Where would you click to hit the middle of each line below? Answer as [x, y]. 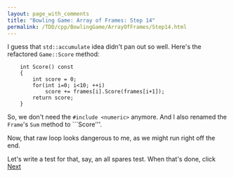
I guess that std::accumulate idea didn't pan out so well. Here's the [104, 47]
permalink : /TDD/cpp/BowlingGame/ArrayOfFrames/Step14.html [97, 27]
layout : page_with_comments [48, 14]
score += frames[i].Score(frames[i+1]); [105, 92]
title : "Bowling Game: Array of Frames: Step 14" [82, 20]
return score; [53, 98]
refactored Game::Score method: [53, 54]
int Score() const [47, 67]
